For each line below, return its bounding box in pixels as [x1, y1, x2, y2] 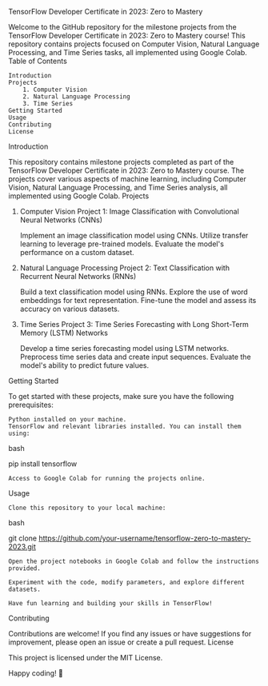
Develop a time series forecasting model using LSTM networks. [19, 344, 230, 353]
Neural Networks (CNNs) [19, 215, 102, 225]
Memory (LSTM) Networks [19, 328, 108, 337]
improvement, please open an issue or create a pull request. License [8, 637, 234, 647]
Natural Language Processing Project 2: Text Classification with [19, 263, 230, 273]
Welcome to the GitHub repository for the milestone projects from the [8, 22, 238, 31]
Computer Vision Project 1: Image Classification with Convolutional [19, 207, 240, 216]
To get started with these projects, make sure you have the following [8, 392, 234, 401]
